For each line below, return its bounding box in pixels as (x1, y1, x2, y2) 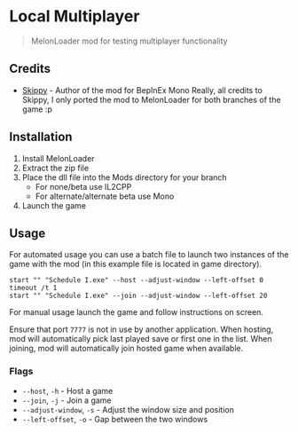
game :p (21, 104, 53, 114)
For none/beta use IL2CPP (35, 181, 132, 192)
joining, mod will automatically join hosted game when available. (9, 343, 244, 354)
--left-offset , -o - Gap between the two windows (21, 413, 208, 424)
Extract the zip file (21, 162, 90, 173)
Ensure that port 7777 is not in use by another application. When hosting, (9, 324, 274, 335)
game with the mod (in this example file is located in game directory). (9, 259, 263, 270)
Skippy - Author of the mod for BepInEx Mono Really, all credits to (21, 84, 263, 95)
